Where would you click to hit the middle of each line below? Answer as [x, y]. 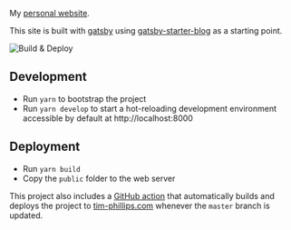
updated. [26, 215]
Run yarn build [51, 168]
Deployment [45, 147]
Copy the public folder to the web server [99, 178]
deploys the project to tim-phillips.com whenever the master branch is [140, 205]
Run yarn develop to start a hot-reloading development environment [150, 108]
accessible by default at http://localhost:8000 [107, 118]
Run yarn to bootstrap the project [84, 98]
